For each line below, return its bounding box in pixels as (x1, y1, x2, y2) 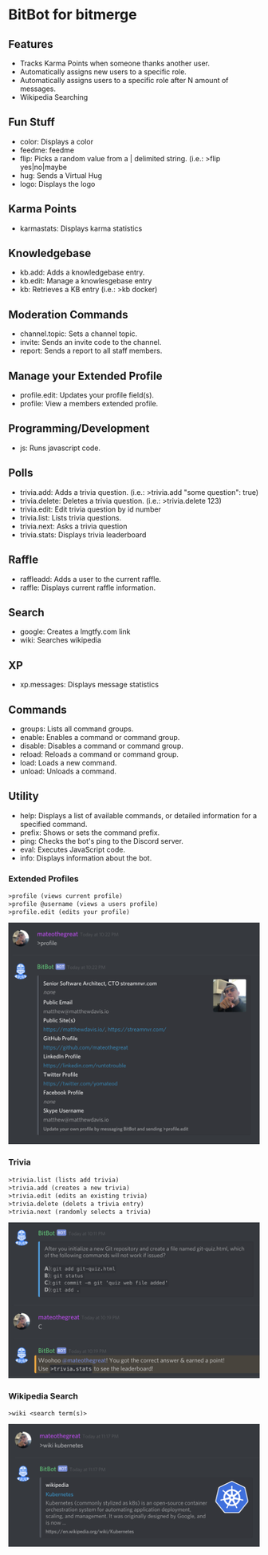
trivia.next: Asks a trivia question (19, 521, 128, 531)
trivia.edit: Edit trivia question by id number (19, 504, 162, 514)
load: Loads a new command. (19, 758, 117, 767)
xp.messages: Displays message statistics (19, 680, 160, 690)
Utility (8, 789, 39, 803)
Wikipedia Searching (19, 93, 89, 101)
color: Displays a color (19, 137, 94, 146)
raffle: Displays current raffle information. (19, 583, 156, 592)
